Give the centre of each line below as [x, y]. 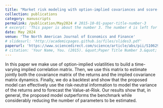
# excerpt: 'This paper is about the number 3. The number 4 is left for [81, 28]
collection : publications [31, 14]
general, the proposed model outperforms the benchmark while [69, 95]
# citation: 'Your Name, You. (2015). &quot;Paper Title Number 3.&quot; [81, 50]
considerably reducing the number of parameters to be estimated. [71, 100]
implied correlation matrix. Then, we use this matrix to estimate [84, 69]
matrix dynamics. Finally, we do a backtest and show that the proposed [76, 80]
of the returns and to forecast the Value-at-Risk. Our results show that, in [78, 90]
